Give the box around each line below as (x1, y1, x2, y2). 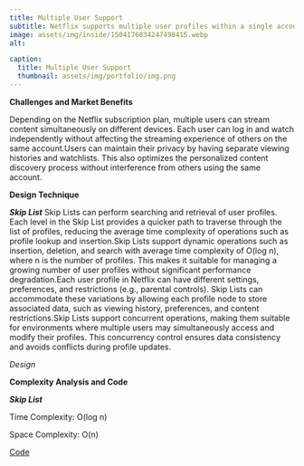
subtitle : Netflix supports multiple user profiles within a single (9, 22, 273, 31)
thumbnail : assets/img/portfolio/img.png (17, 71, 176, 81)
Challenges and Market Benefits (9, 96, 133, 107)
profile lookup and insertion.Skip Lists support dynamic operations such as (9, 235, 289, 246)
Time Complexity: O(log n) (9, 411, 108, 422)
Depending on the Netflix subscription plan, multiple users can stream (9, 114, 270, 125)
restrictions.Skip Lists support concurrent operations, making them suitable (9, 312, 290, 323)
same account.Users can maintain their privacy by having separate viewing (9, 142, 290, 154)
